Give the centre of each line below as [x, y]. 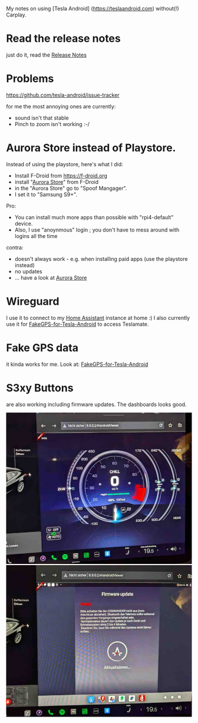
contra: [15, 247]
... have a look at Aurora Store [51, 278]
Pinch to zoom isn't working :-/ [52, 124]
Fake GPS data [42, 348]
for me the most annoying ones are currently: [61, 106]
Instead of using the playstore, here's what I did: [65, 164]
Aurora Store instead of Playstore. [91, 148]
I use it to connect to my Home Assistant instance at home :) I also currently [98, 318]
